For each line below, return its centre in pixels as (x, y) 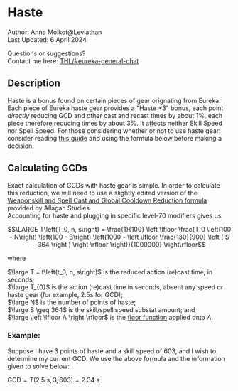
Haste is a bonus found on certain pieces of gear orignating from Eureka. (114, 100)
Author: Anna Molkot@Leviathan (55, 32)
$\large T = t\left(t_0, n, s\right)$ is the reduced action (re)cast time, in (110, 272)
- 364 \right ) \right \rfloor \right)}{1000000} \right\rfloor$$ (119, 244)
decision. (21, 146)
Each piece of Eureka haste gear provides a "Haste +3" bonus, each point (115, 108)
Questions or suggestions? (47, 53)
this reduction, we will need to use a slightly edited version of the (102, 193)
